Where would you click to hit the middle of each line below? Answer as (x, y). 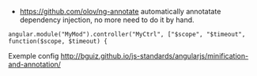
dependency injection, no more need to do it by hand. (107, 20)
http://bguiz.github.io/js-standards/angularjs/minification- (155, 56)
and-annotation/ (35, 64)
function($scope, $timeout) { (58, 41)
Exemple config (34, 56)
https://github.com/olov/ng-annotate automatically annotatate (120, 11)
